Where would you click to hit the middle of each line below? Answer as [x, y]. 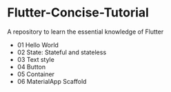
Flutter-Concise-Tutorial [78, 13]
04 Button [31, 67]
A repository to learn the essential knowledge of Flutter [85, 32]
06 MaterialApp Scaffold [52, 81]
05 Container [36, 74]
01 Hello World [38, 45]
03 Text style [36, 59]
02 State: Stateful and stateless [62, 52]
